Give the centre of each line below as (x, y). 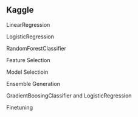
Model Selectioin (27, 72)
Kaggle (20, 10)
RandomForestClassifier (36, 48)
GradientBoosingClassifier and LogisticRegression (69, 95)
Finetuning (20, 107)
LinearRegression (28, 24)
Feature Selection (28, 60)
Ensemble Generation (33, 83)
